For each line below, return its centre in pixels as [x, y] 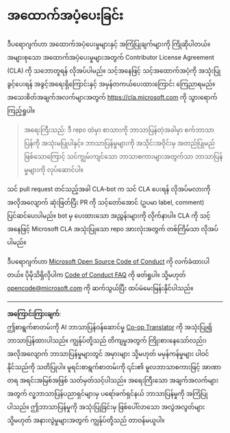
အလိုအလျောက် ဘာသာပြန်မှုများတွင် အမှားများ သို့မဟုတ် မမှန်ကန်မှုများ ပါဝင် [108, 353]
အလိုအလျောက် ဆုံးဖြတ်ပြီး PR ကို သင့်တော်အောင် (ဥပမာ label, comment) [106, 202]
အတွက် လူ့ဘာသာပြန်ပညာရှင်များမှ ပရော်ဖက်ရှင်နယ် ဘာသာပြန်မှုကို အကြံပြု [107, 393]
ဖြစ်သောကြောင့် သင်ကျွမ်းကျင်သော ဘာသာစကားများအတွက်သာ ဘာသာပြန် [123, 156]
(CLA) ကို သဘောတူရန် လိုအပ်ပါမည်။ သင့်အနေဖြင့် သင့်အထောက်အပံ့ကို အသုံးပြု [114, 70]
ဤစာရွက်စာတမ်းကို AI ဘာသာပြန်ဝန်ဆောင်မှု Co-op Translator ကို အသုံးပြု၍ [110, 327]
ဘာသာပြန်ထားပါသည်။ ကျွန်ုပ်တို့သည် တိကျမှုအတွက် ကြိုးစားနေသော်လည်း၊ [107, 340]
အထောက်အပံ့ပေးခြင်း [65, 15]
